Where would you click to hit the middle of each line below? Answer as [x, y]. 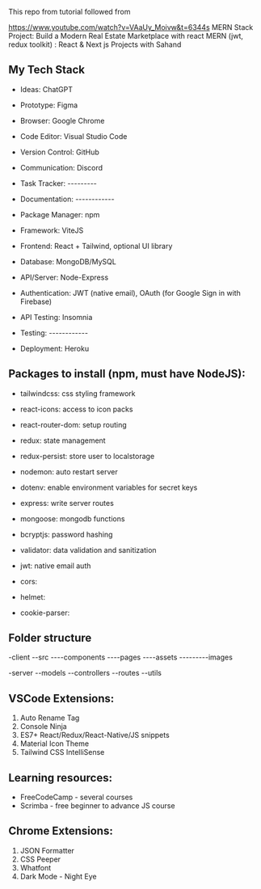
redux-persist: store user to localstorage [87, 456]
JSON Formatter [47, 850]
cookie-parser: [45, 613]
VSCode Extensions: [61, 698]
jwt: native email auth [55, 566]
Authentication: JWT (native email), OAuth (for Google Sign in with [130, 293]
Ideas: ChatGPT [46, 89]
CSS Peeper [40, 859]
